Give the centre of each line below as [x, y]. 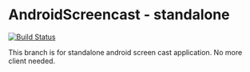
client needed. [32, 61]
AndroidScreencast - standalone [119, 15]
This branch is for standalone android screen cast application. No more [125, 52]
